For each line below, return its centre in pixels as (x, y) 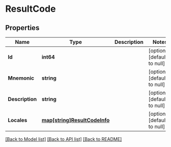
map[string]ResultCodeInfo (76, 120)
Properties (22, 28)
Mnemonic (21, 78)
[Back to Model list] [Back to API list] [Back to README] (64, 139)
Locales (18, 120)
